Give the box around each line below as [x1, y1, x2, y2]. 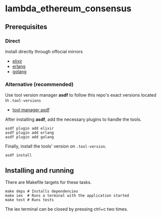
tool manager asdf [12, 107, 50, 113]
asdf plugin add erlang [5, 130, 54, 136]
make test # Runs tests [5, 197, 54, 202]
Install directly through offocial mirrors [5, 48, 83, 54]
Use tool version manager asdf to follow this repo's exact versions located [5, 92, 157, 98]
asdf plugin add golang [5, 135, 54, 140]
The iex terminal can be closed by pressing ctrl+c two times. [5, 206, 128, 212]
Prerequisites [5, 23, 47, 31]
